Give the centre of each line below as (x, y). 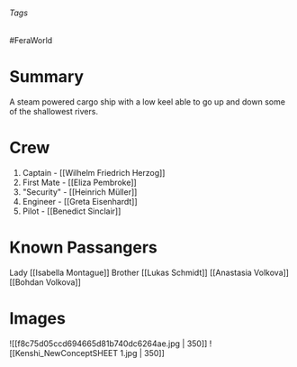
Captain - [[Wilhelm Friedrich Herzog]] (94, 173)
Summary (46, 77)
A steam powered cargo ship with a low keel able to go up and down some (148, 102)
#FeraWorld (31, 41)
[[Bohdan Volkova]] (45, 282)
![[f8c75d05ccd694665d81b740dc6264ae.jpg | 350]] (108, 344)
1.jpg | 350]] (142, 353)
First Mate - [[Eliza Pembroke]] (79, 183)
